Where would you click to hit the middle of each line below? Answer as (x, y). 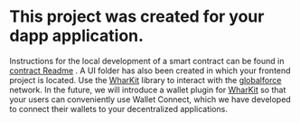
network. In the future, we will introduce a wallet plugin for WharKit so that (148, 90)
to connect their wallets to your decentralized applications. (118, 109)
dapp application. (77, 36)
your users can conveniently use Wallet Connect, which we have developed (150, 99)
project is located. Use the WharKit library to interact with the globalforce (145, 80)
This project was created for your (137, 17)
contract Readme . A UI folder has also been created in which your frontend (150, 71)
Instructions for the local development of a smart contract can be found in (147, 61)
